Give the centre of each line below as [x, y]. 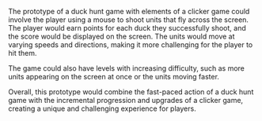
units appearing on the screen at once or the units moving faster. [114, 77]
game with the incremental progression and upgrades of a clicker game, [126, 100]
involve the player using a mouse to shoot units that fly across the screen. [129, 20]
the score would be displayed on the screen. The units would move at [122, 36]
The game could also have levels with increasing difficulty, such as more [127, 68]
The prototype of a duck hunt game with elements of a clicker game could [129, 11]
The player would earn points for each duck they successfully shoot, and [127, 28]
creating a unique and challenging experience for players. [102, 108]
